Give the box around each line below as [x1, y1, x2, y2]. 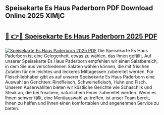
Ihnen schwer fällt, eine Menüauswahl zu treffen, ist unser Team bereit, [5, 95, 150, 101]
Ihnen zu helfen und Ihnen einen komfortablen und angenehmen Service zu [5, 100, 160, 106]
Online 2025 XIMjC [5, 12, 65, 20]
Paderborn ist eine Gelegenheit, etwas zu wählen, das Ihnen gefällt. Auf [5, 53, 152, 59]
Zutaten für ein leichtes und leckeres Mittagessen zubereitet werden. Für [5, 69, 154, 75]
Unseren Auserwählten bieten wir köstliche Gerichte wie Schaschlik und [5, 84, 152, 90]
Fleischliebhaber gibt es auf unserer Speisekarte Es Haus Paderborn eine [5, 74, 155, 79]
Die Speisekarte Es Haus [97, 48, 148, 53]
